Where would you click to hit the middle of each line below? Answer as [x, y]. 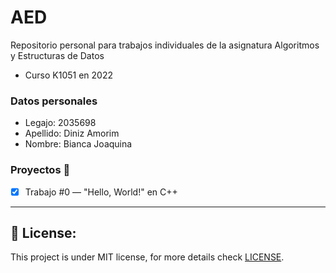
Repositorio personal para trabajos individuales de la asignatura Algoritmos [165, 45]
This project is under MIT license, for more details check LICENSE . [147, 257]
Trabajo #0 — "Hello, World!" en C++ [101, 192]
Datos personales [54, 101]
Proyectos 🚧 [40, 170]
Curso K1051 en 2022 [68, 75]
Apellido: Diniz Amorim [72, 133]
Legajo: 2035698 [60, 123]
